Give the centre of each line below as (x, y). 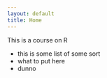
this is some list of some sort (59, 54)
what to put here (41, 61)
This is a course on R (37, 40)
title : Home (24, 20)
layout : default (31, 14)
